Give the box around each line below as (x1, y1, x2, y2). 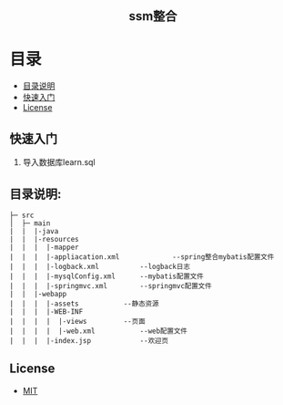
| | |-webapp (9, 289, 67, 298)
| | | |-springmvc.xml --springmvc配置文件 (9, 281, 212, 290)
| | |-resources (9, 234, 79, 244)
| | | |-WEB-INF (9, 306, 84, 317)
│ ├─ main (9, 218, 51, 228)
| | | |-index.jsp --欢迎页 (9, 336, 169, 345)
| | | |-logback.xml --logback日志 (9, 262, 191, 271)
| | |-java (9, 226, 59, 235)
